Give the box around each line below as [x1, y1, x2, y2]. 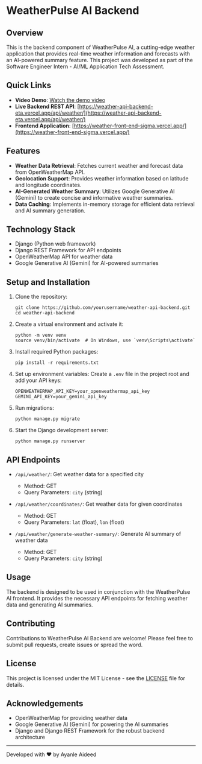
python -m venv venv [14, 333, 67, 339]
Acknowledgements [6, 698, 84, 708]
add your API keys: [14, 377, 62, 384]
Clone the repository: [14, 293, 68, 301]
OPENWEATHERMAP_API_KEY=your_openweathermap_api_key [14, 389, 150, 395]
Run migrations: [14, 404, 54, 412]
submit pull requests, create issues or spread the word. [6, 641, 143, 648]
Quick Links [6, 80, 52, 91]
